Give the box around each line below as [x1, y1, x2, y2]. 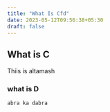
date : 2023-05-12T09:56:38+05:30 [7, 17, 104, 24]
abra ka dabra [7, 100, 48, 107]
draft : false [7, 23, 45, 30]
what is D [7, 84, 39, 94]
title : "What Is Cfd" [7, 10, 70, 17]
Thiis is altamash [7, 67, 55, 75]
